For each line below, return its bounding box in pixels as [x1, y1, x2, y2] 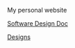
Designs [7, 33, 31, 41]
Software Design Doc [7, 19, 68, 27]
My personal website [7, 6, 67, 14]
